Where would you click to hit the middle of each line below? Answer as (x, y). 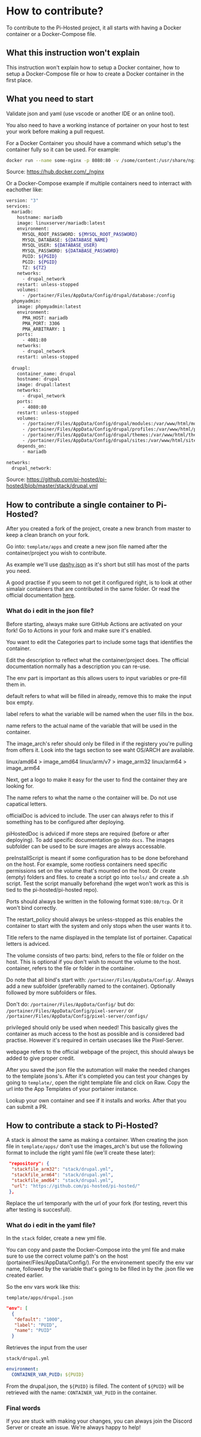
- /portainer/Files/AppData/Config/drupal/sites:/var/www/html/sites (110, 441)
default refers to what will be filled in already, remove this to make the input (99, 696)
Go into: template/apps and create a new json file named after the (87, 546)
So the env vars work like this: (43, 1286)
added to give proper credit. (41, 1058)
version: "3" (22, 201)
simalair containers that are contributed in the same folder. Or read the (93, 589)
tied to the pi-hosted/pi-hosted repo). (52, 889)
